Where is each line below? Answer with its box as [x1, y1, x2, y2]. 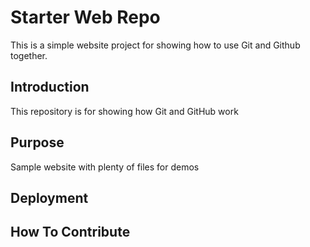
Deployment [10, 189, 89, 206]
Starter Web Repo [10, 6, 161, 29]
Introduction [10, 79, 90, 96]
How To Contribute [10, 224, 131, 241]
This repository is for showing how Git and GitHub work [10, 105, 239, 117]
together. [10, 49, 48, 61]
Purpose [10, 134, 65, 151]
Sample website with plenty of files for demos [10, 161, 200, 173]
